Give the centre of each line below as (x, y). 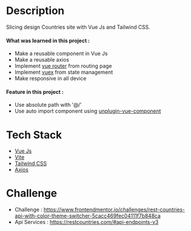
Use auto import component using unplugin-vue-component (88, 111)
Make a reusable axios (42, 60)
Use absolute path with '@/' (48, 105)
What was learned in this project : (48, 40)
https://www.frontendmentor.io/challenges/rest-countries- (114, 210)
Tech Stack (34, 135)
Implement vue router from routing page (63, 66)
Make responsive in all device (51, 79)
